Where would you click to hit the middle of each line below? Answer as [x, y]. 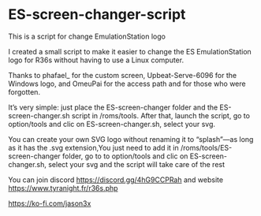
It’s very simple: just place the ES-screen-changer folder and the [113, 107]
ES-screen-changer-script [97, 15]
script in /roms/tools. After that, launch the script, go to [161, 115]
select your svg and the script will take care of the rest [137, 164]
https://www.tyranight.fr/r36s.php [63, 188]
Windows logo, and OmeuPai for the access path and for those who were [127, 84]
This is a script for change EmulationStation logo [87, 36]
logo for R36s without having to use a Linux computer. [96, 60]
